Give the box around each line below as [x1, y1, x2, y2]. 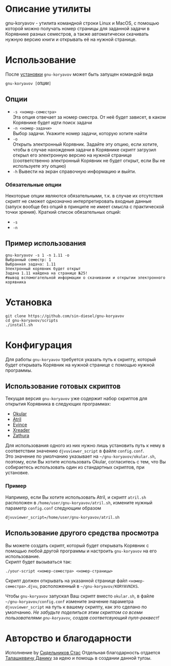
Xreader [12, 427, 30, 433]
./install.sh [5, 322, 33, 327]
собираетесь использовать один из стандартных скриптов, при [5, 464, 144, 471]
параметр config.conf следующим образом [5, 505, 101, 511]
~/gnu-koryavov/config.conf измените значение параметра [5, 598, 134, 604]
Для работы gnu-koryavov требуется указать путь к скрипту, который [5, 356, 156, 362]
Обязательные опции [5, 181, 62, 188]
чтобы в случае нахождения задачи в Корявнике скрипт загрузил [12, 146, 157, 152]
